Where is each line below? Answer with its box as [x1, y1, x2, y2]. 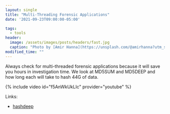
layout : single [5, 7, 37, 13]
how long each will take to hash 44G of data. [5, 74, 99, 80]
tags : [5, 26, 17, 31]
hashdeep [12, 103, 34, 109]
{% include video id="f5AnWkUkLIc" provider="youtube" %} [5, 84, 132, 90]
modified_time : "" [5, 49, 44, 54]
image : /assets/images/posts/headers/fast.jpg [10, 40, 110, 45]
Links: [5, 93, 18, 99]
